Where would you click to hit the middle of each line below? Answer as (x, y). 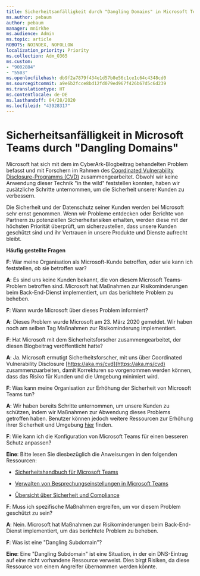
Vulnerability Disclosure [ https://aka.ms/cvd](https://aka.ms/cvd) (86, 364)
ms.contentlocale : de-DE (37, 95)
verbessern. (21, 196)
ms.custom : (20, 61)
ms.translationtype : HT (36, 89)
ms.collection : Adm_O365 (37, 56)
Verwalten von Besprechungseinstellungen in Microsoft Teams (91, 484)
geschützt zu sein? (29, 513)
